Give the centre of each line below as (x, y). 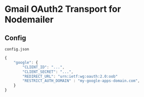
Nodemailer (29, 20)
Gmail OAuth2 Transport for (63, 9)
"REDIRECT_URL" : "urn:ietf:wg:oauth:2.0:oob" (70, 76)
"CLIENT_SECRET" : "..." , (48, 72)
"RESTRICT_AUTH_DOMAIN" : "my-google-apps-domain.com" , (81, 81)
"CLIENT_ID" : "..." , (44, 67)
